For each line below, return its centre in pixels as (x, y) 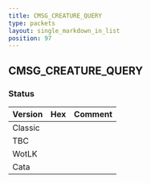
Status (21, 93)
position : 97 (30, 38)
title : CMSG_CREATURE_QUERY (55, 16)
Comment (93, 114)
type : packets (32, 23)
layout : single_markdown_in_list (64, 31)
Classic (26, 128)
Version (28, 114)
